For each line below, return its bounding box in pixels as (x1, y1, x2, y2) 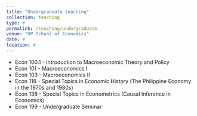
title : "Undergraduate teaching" (6, 8, 90, 15)
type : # (6, 20, 26, 26)
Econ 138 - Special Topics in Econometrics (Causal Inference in (14, 90, 171, 97)
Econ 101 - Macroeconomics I (14, 65, 88, 72)
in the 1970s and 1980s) (14, 84, 73, 91)
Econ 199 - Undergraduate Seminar (14, 103, 102, 110)
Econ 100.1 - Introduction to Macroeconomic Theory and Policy (14, 58, 170, 66)
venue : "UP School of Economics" (6, 31, 90, 37)
